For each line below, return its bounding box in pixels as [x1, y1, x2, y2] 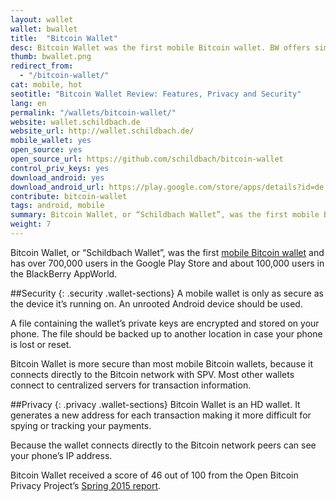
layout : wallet [10, 14, 74, 25]
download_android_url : [10, 182, 105, 192]
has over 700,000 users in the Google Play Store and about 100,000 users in [10, 257, 325, 269]
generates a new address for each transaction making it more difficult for [10, 409, 312, 421]
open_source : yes [10, 145, 83, 155]
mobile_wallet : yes [10, 136, 92, 146]
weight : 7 [10, 219, 52, 230]
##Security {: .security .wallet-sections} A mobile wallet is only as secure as [10, 287, 324, 299]
